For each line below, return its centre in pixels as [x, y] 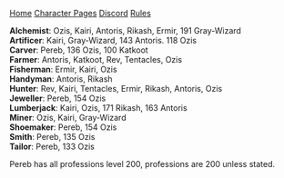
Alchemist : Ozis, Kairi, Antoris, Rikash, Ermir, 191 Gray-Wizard [125, 30]
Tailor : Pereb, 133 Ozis [52, 146]
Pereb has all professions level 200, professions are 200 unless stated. [142, 164]
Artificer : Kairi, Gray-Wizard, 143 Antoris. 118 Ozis [103, 40]
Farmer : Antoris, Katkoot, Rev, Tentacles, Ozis [96, 59]
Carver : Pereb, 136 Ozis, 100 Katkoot [79, 50]
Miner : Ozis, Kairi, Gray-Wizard [68, 118]
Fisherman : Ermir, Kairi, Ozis [63, 69]
